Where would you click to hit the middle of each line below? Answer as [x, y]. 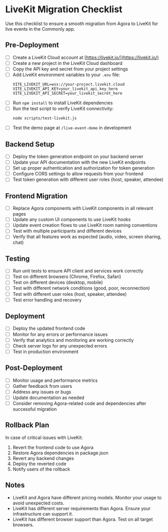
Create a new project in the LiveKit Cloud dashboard [67, 63]
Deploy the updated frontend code [49, 329]
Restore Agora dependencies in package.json [60, 453]
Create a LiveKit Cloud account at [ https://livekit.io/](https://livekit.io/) [86, 57]
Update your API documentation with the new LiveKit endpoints [79, 163]
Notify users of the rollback [41, 469]
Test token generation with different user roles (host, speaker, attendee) [88, 179]
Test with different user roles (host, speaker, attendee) [70, 294]
